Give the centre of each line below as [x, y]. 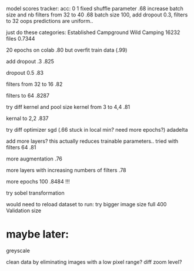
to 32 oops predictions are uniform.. [50, 21]
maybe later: [38, 234]
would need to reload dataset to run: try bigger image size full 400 [86, 204]
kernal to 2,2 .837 [27, 118]
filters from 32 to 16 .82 [34, 84]
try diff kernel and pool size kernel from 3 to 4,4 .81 [68, 107]
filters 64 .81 [21, 147]
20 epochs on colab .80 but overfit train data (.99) [67, 50]
